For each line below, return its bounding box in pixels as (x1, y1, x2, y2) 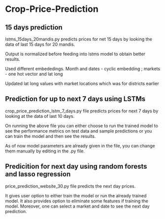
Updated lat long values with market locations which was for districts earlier (5, 80, 159, 86)
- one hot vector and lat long (5, 71, 63, 77)
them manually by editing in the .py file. (5, 148, 85, 154)
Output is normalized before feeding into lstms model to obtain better (5, 51, 145, 57)
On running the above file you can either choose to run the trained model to (5, 122, 159, 129)
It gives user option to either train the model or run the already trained (5, 192, 147, 198)
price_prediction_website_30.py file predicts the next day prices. (5, 183, 136, 189)
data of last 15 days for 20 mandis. (5, 41, 75, 47)
